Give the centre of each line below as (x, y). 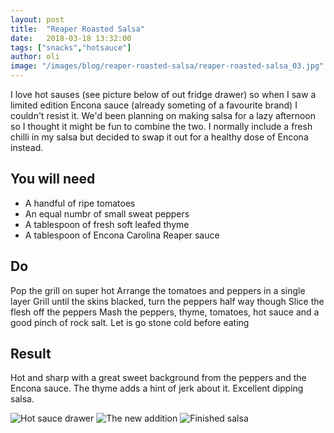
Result (31, 354)
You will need (53, 179)
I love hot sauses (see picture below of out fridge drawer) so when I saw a (163, 94)
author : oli (35, 57)
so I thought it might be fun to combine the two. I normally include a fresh (161, 126)
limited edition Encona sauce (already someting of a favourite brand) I (154, 105)
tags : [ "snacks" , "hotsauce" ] (71, 47)
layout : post (37, 19)
